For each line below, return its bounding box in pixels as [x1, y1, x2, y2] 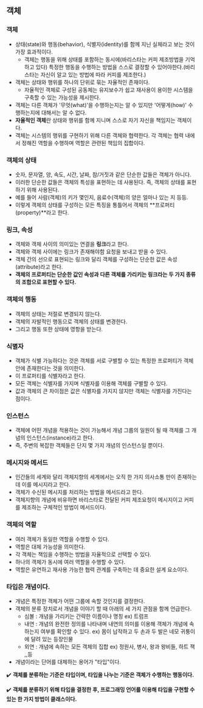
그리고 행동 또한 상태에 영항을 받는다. [15, 325, 103, 332]
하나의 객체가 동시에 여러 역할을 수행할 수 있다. [15, 558, 126, 565]
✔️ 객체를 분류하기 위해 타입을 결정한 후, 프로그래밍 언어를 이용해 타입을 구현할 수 [6, 686, 195, 693]
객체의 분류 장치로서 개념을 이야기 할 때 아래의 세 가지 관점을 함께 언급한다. [15, 605, 192, 613]
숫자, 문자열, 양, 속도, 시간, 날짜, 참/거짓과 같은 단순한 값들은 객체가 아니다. [15, 171, 191, 178]
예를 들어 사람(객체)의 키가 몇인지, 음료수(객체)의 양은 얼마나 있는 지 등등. [15, 193, 188, 201]
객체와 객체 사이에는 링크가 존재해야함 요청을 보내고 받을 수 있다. [15, 248, 168, 255]
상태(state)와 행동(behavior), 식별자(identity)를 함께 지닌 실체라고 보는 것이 [15, 40, 195, 47]
